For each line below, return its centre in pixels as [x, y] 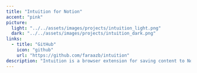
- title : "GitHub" [34, 45]
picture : [17, 22]
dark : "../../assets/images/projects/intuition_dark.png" [84, 34]
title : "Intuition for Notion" [44, 11]
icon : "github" [35, 50]
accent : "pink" [25, 17]
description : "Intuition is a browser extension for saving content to [95, 61]
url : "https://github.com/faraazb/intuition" [73, 55]
